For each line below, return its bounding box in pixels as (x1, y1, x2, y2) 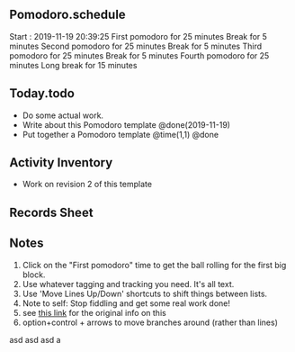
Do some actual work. (22, 110, 104, 121)
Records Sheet (9, 204, 94, 220)
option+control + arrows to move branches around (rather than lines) (22, 317, 279, 328)
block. (22, 269, 46, 280)
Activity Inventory (9, 155, 113, 170)
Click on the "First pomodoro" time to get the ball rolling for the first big (22, 259, 287, 270)
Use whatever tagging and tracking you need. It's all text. (22, 278, 235, 289)
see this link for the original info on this (22, 307, 166, 318)
